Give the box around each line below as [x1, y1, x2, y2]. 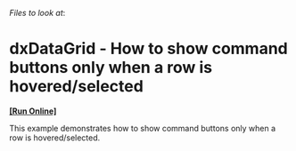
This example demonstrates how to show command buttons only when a [9, 123, 276, 133]
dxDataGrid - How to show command [9, 39, 288, 59]
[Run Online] [9, 106, 57, 116]
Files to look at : [9, 8, 66, 18]
